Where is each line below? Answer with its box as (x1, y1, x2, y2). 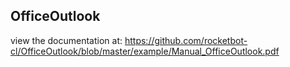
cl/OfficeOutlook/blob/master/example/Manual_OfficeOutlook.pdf (10, 45, 280, 57)
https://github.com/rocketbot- (124, 34, 248, 46)
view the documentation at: (10, 34, 123, 46)
